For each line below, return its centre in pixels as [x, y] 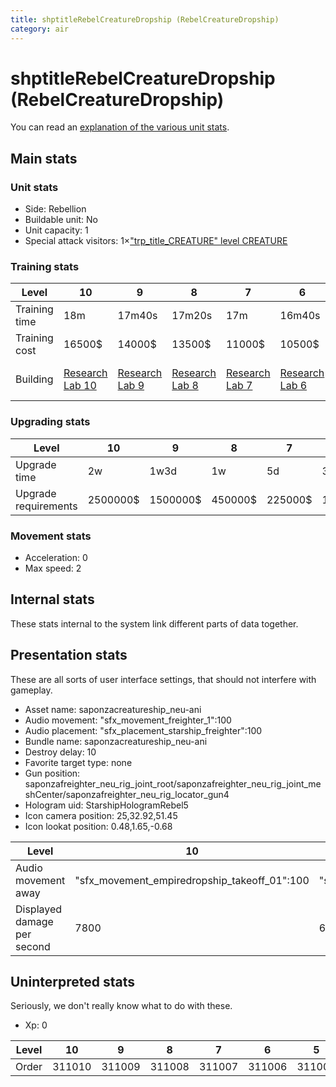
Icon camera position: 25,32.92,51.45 [101, 815]
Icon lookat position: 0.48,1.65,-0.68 [98, 826]
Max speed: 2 [53, 568]
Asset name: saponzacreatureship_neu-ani [113, 709]
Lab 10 [80, 386]
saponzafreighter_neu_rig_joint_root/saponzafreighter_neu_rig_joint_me [173, 783]
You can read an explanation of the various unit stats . [120, 127]
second [33, 946]
